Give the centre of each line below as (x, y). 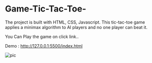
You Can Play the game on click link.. (42, 37)
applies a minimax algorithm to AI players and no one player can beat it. (76, 27)
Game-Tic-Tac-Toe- (46, 9)
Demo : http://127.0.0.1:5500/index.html (44, 46)
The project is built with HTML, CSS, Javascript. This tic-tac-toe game (75, 22)
